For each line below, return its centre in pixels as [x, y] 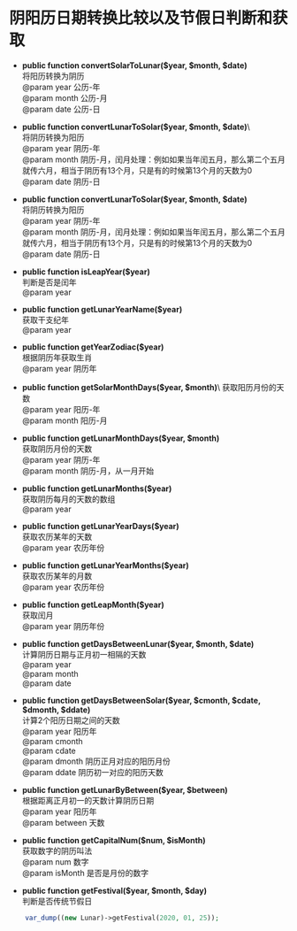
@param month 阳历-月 [65, 420]
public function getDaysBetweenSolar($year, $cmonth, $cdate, [141, 700]
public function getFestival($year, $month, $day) [114, 890]
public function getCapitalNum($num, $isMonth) [114, 840]
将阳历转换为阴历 [53, 75]
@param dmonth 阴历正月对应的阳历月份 [96, 761]
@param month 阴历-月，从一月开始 [88, 471]
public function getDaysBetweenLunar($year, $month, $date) [138, 643]
